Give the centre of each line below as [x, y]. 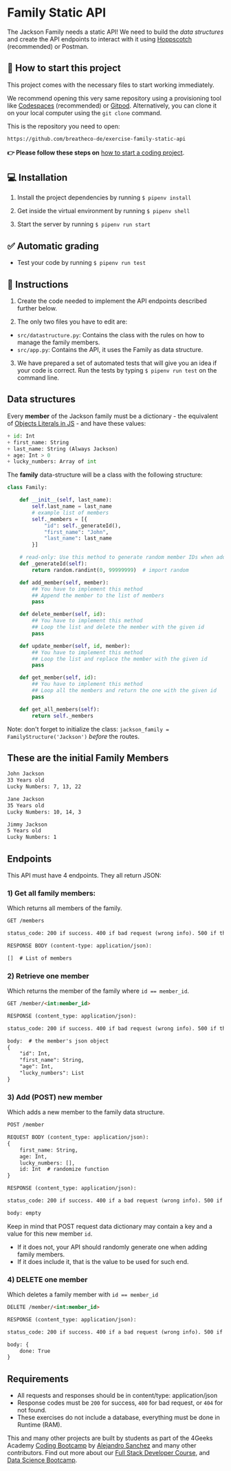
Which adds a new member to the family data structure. [86, 1112]
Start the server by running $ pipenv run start [84, 224]
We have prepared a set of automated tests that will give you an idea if [117, 363]
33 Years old [26, 780]
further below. [37, 308]
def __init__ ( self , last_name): [66, 500]
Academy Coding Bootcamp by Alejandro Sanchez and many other [102, 1445]
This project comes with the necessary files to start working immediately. [111, 85]
